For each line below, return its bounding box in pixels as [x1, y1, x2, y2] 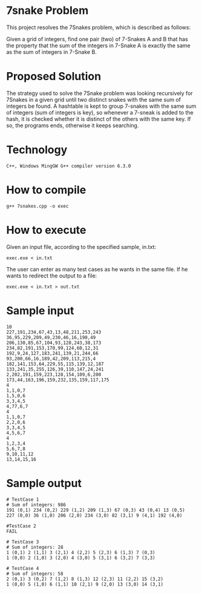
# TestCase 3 [6, 538, 39, 545]
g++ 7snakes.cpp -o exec [6, 203, 69, 209]
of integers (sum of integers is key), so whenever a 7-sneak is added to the [6, 108, 194, 116]
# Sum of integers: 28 [6, 544, 64, 550]
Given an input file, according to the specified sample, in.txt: [6, 243, 156, 250]
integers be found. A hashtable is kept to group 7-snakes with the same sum [6, 102, 197, 110]
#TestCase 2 [6, 523, 36, 529]
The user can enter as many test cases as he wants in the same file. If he [6, 265, 188, 273]
